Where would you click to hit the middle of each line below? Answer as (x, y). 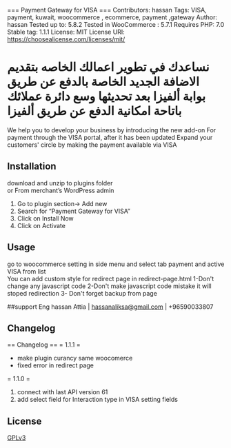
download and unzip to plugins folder (60, 183)
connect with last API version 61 (62, 392)
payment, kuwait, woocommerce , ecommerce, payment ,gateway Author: (112, 17)
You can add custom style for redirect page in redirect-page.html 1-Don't (111, 278)
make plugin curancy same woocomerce (75, 358)
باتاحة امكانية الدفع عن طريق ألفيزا (94, 111)
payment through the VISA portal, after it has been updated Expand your (110, 137)
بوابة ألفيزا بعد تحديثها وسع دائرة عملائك (107, 96)
